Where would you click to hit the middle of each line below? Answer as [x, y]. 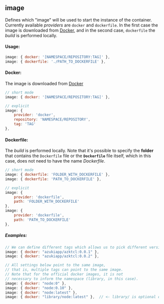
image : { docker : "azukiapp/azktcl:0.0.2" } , [52, 257]
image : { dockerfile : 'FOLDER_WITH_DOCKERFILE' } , [58, 175]
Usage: [13, 47]
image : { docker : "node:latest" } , [41, 292]
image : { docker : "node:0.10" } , [39, 288]
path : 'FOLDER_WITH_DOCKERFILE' [47, 202]
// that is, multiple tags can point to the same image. [64, 270]
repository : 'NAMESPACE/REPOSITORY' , [52, 119]
